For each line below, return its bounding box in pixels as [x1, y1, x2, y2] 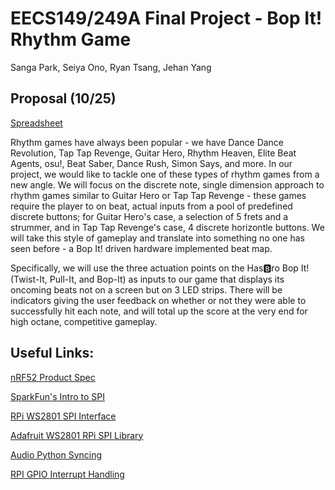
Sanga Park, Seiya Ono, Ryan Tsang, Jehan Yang [10, 61, 212, 73]
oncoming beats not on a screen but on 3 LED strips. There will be [10, 283, 283, 296]
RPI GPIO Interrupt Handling [10, 468, 125, 480]
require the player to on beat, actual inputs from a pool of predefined [10, 200, 293, 212]
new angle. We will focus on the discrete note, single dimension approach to [10, 178, 325, 191]
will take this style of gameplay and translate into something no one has [10, 232, 306, 244]
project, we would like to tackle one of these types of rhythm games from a [10, 168, 320, 180]
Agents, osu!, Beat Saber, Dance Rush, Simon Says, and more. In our [10, 157, 293, 169]
